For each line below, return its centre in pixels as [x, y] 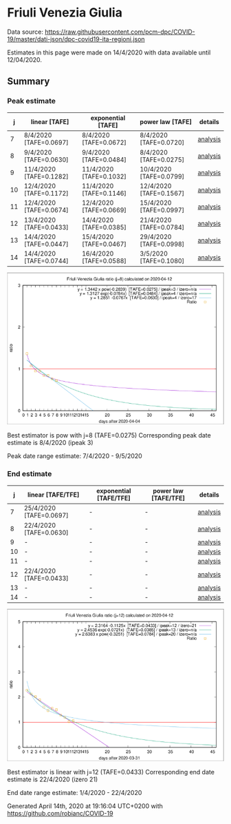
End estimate [30, 474]
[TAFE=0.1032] [104, 176]
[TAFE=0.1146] [104, 194]
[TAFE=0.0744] [46, 261]
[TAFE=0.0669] [104, 210]
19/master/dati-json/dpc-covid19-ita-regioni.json [76, 39]
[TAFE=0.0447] [46, 244]
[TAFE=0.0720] [162, 143]
